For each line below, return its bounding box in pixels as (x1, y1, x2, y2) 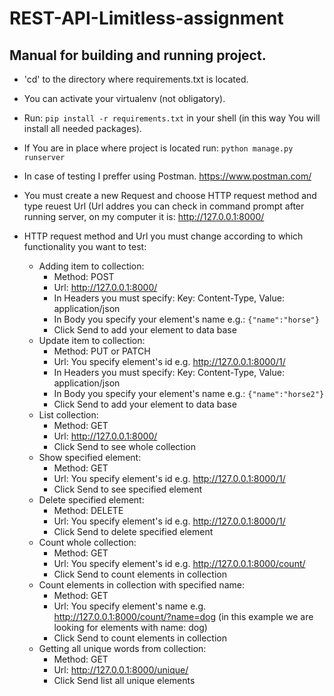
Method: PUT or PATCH (53, 345, 151, 357)
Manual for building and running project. (9, 47, 267, 64)
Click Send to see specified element (53, 483, 203, 495)
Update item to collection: (38, 335, 146, 346)
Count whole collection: (38, 537, 137, 548)
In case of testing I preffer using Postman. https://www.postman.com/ (23, 170, 312, 182)
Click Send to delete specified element (53, 526, 214, 537)
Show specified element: (38, 452, 142, 463)
